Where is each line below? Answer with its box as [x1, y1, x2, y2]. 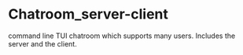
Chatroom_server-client [8, 5, 169, 23]
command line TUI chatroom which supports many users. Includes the [8, 31, 236, 40]
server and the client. [8, 39, 77, 48]
